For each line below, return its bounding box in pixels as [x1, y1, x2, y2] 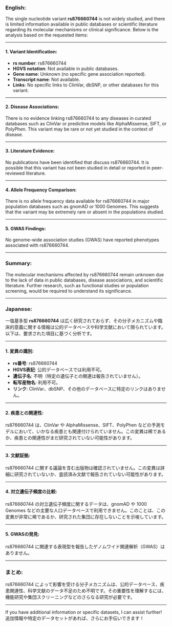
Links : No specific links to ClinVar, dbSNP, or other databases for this [12, 81, 159, 88]
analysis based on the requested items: [5, 32, 89, 38]
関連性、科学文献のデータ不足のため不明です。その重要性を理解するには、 [9, 588, 166, 594]
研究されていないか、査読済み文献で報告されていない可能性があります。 [14, 471, 166, 477]
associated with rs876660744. [5, 242, 70, 248]
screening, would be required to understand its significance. [5, 288, 133, 294]
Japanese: [5, 305, 32, 312]
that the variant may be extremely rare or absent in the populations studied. [5, 209, 165, 215]
